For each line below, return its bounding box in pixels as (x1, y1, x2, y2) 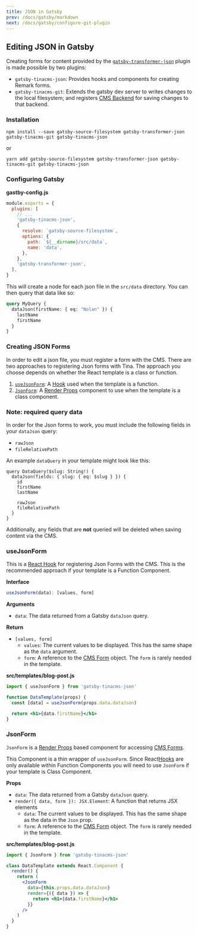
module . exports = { (6, 200, 55, 206)
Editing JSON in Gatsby (6, 42, 95, 52)
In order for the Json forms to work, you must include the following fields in (6, 421, 191, 429)
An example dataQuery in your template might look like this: (6, 456, 150, 464)
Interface (6, 578, 30, 586)
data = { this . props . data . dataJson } (27, 885, 111, 891)
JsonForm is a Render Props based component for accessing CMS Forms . (6, 743, 185, 750)
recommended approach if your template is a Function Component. (6, 567, 171, 574)
